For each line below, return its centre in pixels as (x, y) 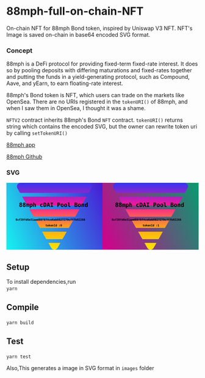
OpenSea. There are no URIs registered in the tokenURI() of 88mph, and (97, 102)
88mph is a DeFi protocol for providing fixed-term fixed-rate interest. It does (102, 64)
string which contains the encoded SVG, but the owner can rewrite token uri (102, 127)
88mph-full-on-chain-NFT (75, 11)
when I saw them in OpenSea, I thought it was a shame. (76, 108)
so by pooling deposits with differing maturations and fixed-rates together (99, 70)
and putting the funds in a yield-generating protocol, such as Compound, (98, 77)
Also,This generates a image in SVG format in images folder (80, 368)
